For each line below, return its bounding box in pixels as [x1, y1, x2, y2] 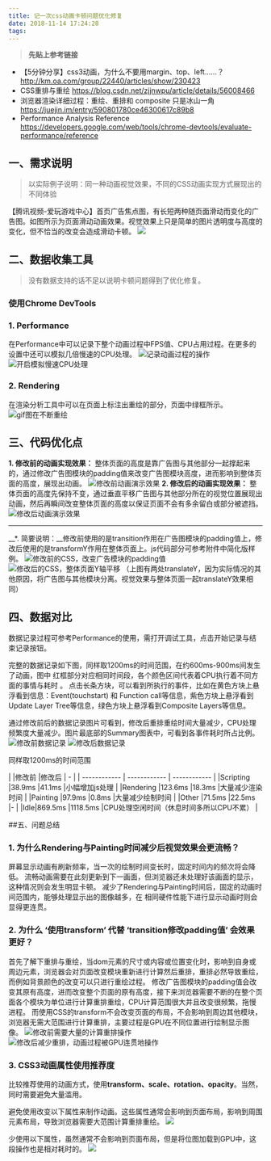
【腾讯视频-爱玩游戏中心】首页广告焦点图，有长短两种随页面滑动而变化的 [8, 207, 252, 217]
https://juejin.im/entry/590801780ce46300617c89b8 [19, 105, 195, 115]
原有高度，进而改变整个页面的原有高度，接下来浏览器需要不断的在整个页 [22, 986, 263, 996]
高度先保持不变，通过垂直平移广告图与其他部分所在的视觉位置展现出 [35, 489, 263, 498]
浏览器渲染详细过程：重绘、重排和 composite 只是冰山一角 [19, 96, 215, 106]
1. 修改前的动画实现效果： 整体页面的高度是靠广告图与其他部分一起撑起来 [8, 458, 251, 469]
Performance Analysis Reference [19, 114, 131, 124]
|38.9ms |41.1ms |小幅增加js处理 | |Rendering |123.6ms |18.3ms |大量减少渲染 [8, 783, 263, 793]
